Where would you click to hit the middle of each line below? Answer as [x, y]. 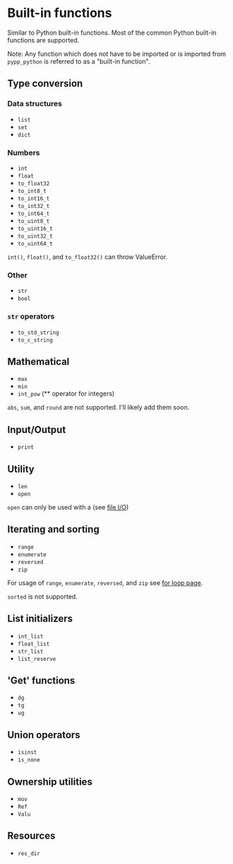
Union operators [44, 735]
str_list [30, 651]
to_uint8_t [34, 221]
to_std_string [38, 333]
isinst [27, 753]
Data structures [35, 104]
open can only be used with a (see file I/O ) [68, 507]
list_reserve [37, 659]
